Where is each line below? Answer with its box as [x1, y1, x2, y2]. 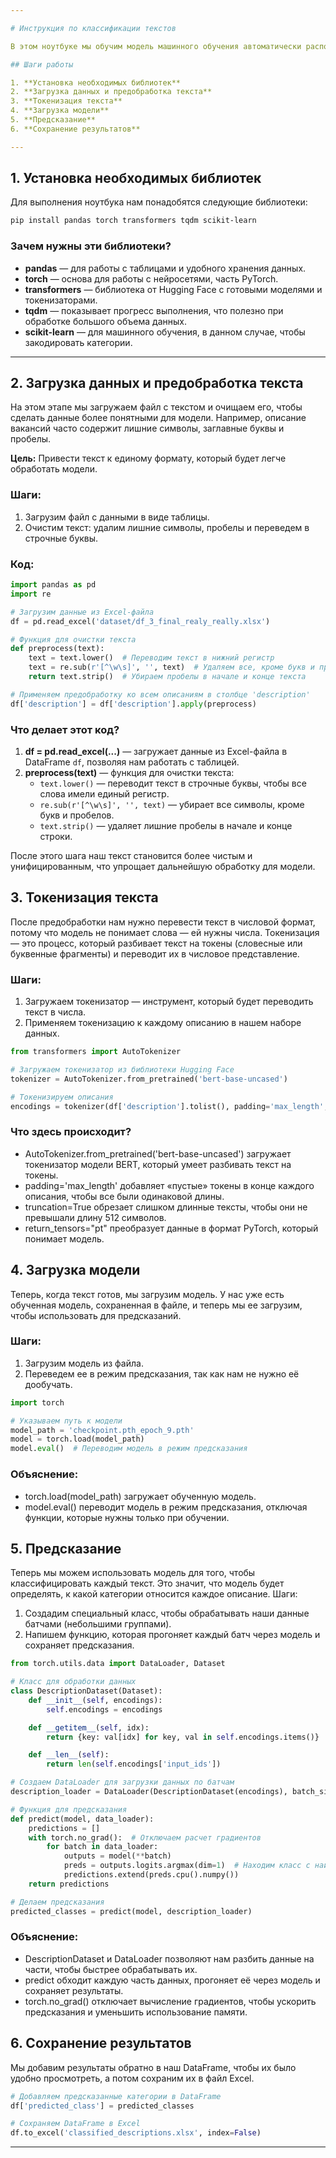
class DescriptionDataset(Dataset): [10, 1686, 163, 1696]
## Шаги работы [10, 59, 74, 70]
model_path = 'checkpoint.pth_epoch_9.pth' [10, 1425, 195, 1435]
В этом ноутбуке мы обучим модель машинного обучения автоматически [10, 41, 302, 51]
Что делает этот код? [10, 722, 120, 736]
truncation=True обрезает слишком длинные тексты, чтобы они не [24, 1201, 308, 1213]
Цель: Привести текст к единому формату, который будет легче [10, 452, 287, 465]
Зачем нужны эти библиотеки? [10, 239, 172, 253]
